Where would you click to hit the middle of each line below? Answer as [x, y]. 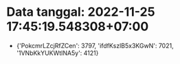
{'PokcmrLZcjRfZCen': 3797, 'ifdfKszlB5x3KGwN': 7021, [95, 45]
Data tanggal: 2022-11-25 [81, 12]
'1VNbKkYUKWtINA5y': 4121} [57, 53]
